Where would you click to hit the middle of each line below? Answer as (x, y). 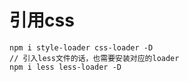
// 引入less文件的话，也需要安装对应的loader (94, 58)
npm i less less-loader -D (65, 67)
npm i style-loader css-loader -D (81, 47)
